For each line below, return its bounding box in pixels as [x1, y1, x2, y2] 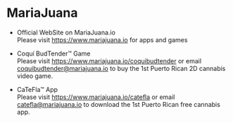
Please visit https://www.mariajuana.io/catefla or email [16, 93, 175, 101]
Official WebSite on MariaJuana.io [16, 28, 115, 37]
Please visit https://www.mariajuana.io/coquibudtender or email [16, 56, 202, 65]
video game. [16, 72, 53, 80]
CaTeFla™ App [16, 85, 58, 93]
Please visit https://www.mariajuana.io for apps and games [16, 35, 188, 44]
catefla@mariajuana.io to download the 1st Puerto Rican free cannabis [16, 100, 221, 108]
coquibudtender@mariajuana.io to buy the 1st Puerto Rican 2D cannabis [16, 64, 226, 72]
